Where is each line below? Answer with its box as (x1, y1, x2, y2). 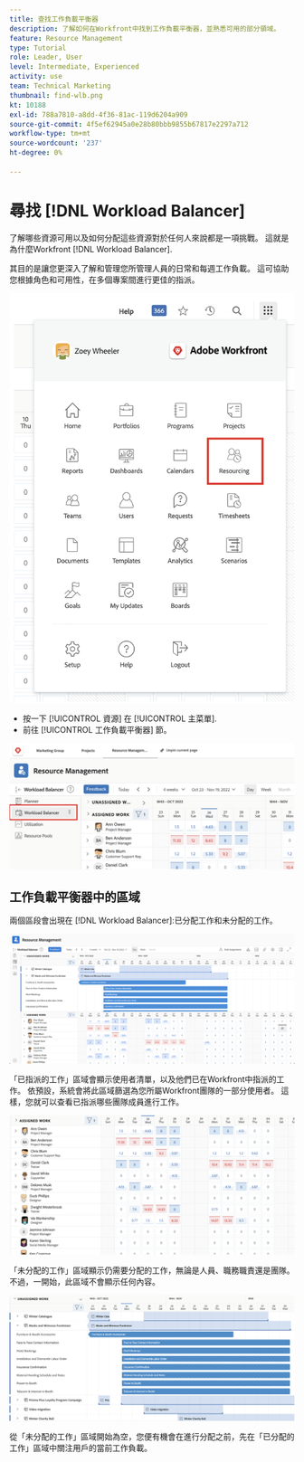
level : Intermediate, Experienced (9, 62, 140, 71)
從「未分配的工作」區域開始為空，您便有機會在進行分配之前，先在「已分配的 (9, 1431, 295, 1442)
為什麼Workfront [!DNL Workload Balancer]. (9, 243, 173, 254)
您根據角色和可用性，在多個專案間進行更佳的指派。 (9, 274, 200, 285)
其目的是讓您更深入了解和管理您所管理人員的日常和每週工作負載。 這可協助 (9, 262, 290, 273)
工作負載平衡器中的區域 (9, 889, 140, 905)
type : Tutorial (9, 43, 67, 52)
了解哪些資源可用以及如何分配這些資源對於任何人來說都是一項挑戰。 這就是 (9, 232, 290, 243)
